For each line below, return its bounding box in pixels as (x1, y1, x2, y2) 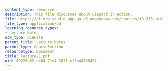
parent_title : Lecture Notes (5, 40, 66, 45)
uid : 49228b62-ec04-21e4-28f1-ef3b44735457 (5, 58, 97, 63)
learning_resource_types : (5, 26, 59, 31)
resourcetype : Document (5, 49, 55, 54)
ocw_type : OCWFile (5, 35, 43, 40)
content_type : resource (5, 7, 55, 12)
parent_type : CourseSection (5, 44, 64, 49)
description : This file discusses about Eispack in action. (5, 12, 133, 17)
